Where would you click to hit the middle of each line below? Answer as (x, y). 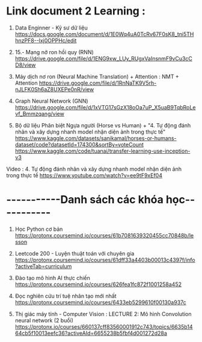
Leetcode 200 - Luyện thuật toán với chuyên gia (75, 253)
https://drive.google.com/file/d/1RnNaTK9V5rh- (98, 83)
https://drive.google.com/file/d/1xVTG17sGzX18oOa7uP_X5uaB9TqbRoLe (105, 107)
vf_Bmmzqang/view (39, 114)
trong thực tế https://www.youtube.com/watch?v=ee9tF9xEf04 (84, 175)
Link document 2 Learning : (76, 11)
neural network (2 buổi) (44, 320)
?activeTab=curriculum (43, 266)
